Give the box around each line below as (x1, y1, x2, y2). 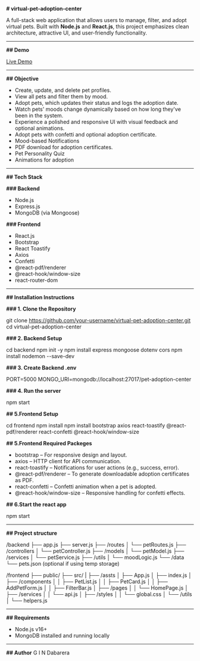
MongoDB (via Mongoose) (14, 209, 80, 216)
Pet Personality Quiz (14, 150, 65, 157)
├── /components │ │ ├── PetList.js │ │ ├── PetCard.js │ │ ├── (6, 578, 168, 585)
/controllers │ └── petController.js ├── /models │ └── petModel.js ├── (6, 548, 185, 554)
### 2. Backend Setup (6, 335, 62, 342)
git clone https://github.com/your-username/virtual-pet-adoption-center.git (6, 317, 191, 324)
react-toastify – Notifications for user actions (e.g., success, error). (14, 464, 180, 471)
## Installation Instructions (6, 294, 74, 300)
